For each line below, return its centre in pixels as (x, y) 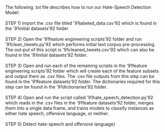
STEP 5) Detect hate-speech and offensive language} (60, 124)
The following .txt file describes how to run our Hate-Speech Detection (78, 7)
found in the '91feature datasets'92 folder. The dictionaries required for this (82, 81)
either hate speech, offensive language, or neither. (57, 113)
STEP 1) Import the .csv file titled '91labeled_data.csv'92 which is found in (81, 23)
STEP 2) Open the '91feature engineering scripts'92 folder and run (73, 39)
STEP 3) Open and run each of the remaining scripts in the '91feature (76, 65)
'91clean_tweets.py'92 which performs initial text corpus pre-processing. (80, 44)
